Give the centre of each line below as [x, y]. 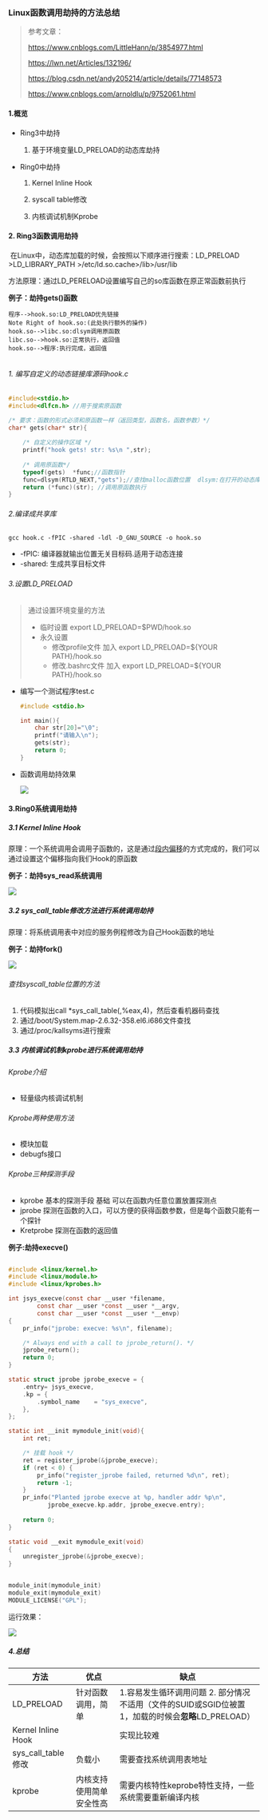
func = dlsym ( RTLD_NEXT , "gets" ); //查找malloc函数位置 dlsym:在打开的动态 [139, 480]
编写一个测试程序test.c [57, 691]
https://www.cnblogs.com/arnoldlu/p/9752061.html [112, 94]
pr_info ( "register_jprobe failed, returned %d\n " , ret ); [133, 1475]
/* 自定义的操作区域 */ [57, 443]
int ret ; [37, 1439]
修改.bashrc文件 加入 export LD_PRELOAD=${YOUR [136, 665]
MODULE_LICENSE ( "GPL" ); [48, 1600]
